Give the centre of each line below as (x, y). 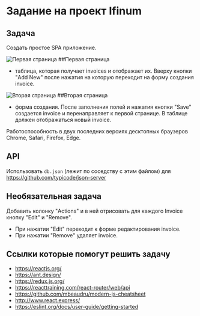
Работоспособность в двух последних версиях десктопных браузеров (97, 131)
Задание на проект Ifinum (74, 11)
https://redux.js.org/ (40, 281)
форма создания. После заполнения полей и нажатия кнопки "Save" (103, 107)
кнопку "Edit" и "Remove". (39, 217)
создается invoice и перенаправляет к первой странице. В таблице (101, 113)
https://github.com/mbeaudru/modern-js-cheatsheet (80, 294)
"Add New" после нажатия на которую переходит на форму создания (104, 77)
